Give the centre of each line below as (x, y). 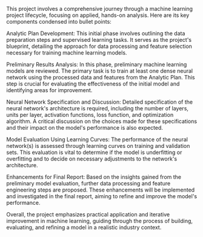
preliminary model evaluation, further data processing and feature (88, 183)
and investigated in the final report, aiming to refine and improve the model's (102, 196)
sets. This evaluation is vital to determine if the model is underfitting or (94, 152)
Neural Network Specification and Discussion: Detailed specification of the (99, 102)
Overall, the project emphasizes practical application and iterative (88, 214)
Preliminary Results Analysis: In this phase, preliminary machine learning (97, 64)
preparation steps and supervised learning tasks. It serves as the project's (99, 40)
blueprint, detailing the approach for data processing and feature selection (99, 46)
